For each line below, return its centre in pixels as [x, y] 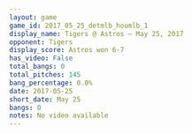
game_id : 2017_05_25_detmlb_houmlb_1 [79, 26]
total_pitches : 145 [45, 75]
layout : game [33, 17]
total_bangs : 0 [37, 67]
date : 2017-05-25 [41, 91]
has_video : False [41, 58]
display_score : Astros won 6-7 [67, 50]
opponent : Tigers [41, 42]
